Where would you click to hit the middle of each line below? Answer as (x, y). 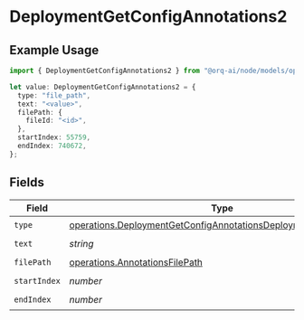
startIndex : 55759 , (54, 137)
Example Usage (54, 50)
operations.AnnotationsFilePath (136, 262)
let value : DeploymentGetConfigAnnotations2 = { (103, 87)
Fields (27, 183)
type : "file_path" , (54, 95)
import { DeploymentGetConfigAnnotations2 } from (105, 71)
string (81, 244)
